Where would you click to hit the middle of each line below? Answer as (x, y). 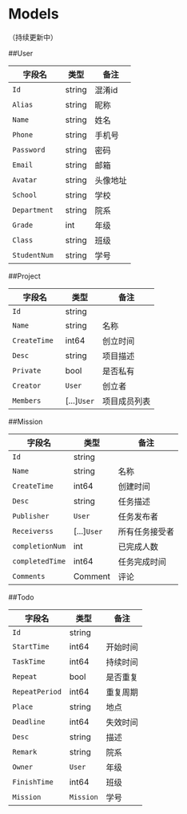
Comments (29, 576)
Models (34, 14)
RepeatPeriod (37, 692)
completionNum (39, 546)
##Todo (21, 597)
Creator (27, 385)
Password (29, 150)
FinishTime (33, 782)
